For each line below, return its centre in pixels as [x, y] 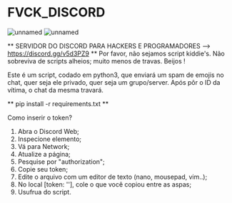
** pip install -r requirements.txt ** [58, 103]
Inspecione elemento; [50, 139]
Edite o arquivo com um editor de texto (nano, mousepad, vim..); [112, 177]
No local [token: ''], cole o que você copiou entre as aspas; [104, 184]
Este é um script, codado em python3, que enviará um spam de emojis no [116, 75]
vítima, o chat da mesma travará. [55, 90]
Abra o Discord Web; [49, 131]
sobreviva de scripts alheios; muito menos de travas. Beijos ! [96, 61]
